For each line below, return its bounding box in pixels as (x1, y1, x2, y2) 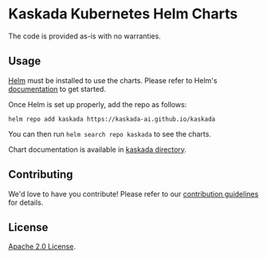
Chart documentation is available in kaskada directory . (8, 145, 187, 154)
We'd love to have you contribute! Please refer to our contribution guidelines (8, 189, 259, 198)
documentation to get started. (8, 84, 106, 94)
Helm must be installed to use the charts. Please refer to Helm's (8, 75, 218, 85)
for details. (8, 197, 44, 207)
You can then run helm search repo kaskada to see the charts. (8, 129, 211, 138)
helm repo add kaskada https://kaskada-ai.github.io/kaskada (8, 115, 216, 123)
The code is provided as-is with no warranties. (8, 31, 161, 41)
